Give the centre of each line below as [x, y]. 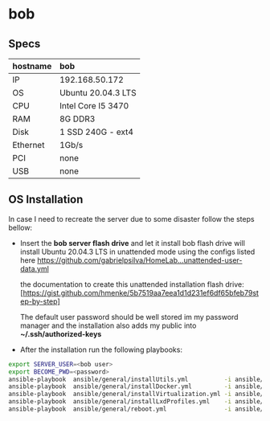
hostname [32, 66]
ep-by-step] [40, 301]
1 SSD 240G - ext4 [96, 132]
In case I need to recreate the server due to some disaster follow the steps [131, 219]
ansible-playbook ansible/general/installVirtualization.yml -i [120, 394]
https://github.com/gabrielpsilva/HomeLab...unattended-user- [140, 260]
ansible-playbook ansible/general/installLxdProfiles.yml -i [120, 402]
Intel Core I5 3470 [94, 106]
